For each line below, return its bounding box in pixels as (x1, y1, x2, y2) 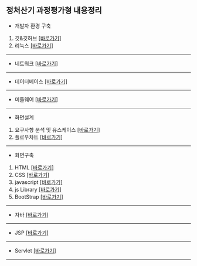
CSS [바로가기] (14, 171, 50, 178)
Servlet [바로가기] (14, 247, 57, 254)
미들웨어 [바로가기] (14, 96, 58, 103)
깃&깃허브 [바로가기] (14, 35, 62, 42)
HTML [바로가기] (14, 163, 54, 171)
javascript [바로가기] (14, 178, 63, 186)
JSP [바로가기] (14, 229, 49, 236)
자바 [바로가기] (14, 211, 49, 218)
